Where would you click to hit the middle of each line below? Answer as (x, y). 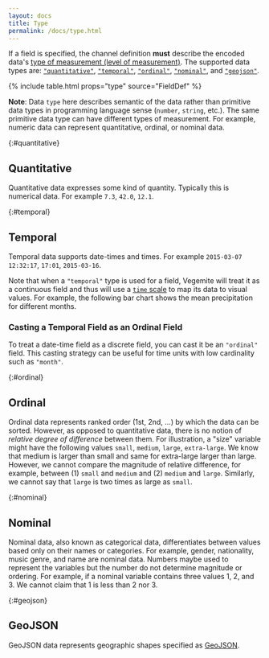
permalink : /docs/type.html (55, 31)
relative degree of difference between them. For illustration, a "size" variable (134, 439)
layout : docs (30, 16)
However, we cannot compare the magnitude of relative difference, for (124, 465)
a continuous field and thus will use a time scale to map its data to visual (128, 289)
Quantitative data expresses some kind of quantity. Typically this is (119, 188)
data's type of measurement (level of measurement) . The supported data (129, 62)
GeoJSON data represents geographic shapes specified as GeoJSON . (124, 645)
